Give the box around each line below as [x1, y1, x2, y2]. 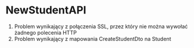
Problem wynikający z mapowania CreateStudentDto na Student [14, 35, 171, 42]
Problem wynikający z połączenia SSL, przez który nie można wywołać [14, 23, 188, 30]
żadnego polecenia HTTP [14, 29, 77, 36]
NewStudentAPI [5, 4, 87, 17]
